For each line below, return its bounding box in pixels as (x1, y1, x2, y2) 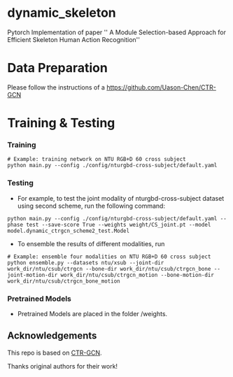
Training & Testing (7, 115, 115, 131)
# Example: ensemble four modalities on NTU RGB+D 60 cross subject (7, 253, 211, 260)
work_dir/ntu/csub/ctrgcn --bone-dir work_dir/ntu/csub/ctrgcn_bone (7, 265, 211, 272)
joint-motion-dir (7, 271, 58, 278)
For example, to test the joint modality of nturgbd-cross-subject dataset (17, 194, 225, 202)
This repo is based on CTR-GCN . (7, 348, 103, 357)
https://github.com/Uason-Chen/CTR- (106, 83, 217, 92)
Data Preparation (7, 60, 108, 76)
